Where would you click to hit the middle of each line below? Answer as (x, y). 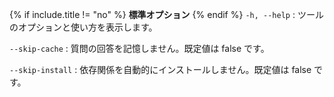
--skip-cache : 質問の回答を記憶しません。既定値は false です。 (139, 48)
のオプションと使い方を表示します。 (83, 27)
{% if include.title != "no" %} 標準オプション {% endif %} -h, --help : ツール (166, 14)
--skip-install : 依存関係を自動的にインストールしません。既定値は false (160, 69)
